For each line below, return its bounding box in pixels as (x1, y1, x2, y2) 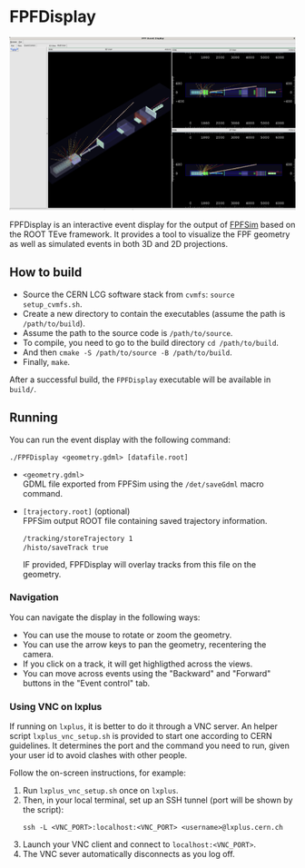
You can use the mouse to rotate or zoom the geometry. (22, 629, 232, 640)
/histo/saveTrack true (22, 543, 109, 552)
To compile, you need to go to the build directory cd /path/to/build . (22, 337, 280, 348)
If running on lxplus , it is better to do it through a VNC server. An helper (9, 721, 279, 732)
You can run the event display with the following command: (9, 434, 231, 445)
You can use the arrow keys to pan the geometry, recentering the (22, 638, 267, 650)
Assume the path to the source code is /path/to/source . (22, 327, 233, 338)
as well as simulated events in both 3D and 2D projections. (9, 238, 229, 249)
